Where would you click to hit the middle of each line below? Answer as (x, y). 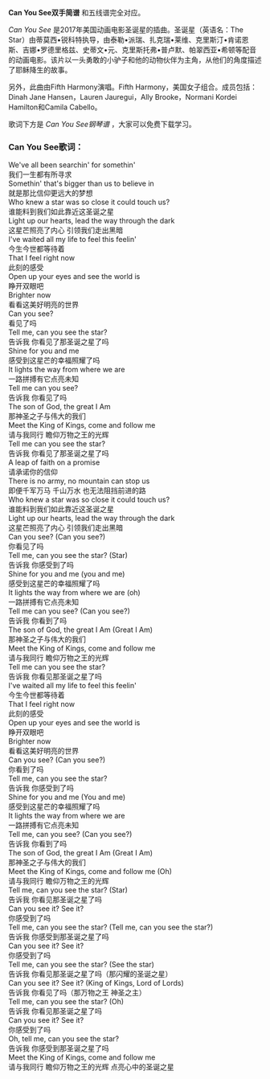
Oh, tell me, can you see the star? (64, 1039)
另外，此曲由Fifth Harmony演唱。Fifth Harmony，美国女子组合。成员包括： (133, 87)
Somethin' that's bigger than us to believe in (81, 183)
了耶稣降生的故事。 (40, 70)
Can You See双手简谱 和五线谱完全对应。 (77, 12)
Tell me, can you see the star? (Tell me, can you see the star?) (111, 927)
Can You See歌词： (46, 146)
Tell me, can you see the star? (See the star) (82, 965)
